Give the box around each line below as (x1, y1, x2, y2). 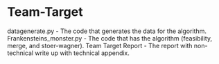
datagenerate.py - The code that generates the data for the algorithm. (7, 27, 207, 35)
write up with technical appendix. (34, 49, 130, 57)
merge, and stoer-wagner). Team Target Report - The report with (7, 41, 193, 50)
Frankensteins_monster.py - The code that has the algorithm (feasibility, (7, 34, 213, 42)
